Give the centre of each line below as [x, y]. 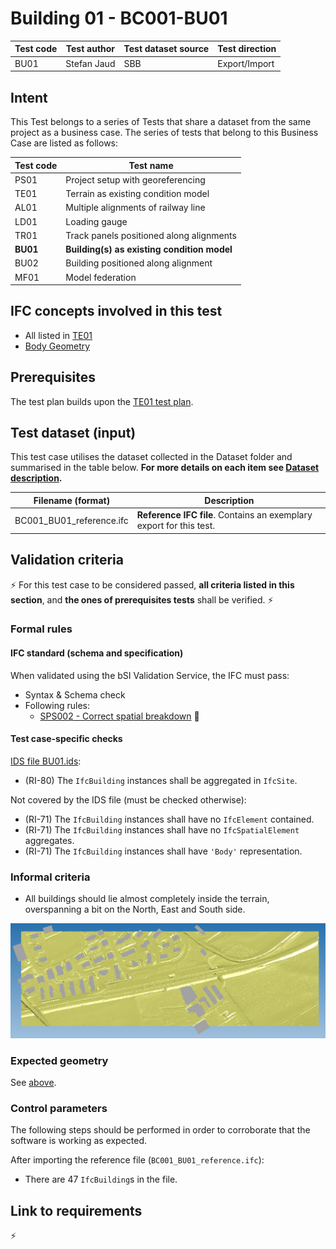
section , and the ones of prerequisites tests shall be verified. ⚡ [142, 599]
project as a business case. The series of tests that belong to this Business [164, 132]
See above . [33, 1082]
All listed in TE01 [58, 335]
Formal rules [41, 629]
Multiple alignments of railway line [135, 208]
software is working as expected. [79, 1141]
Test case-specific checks [66, 739]
